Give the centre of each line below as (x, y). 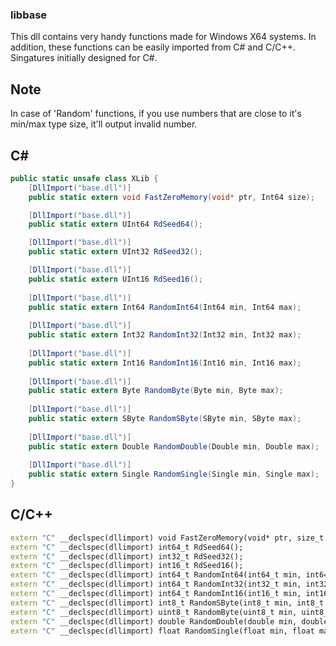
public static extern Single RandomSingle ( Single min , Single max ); (174, 474)
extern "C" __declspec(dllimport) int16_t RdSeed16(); (127, 566)
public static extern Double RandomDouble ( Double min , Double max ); (174, 446)
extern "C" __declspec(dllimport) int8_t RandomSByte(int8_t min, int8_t (167, 603)
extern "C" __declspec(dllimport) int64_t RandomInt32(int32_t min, (156, 584)
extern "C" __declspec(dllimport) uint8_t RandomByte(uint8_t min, (154, 612)
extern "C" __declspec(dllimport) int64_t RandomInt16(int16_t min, (156, 594)
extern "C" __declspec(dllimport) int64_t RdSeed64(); (127, 547)
